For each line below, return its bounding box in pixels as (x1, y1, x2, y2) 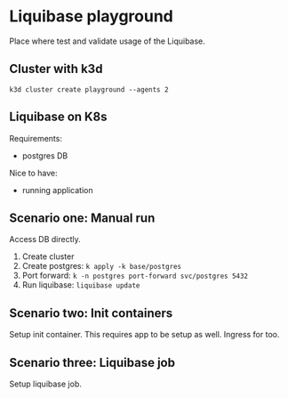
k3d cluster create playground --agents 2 (9, 85, 169, 94)
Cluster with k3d (9, 61, 103, 77)
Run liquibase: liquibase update (21, 280, 140, 290)
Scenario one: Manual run (9, 210, 156, 225)
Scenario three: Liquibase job (9, 354, 176, 370)
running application (21, 184, 93, 195)
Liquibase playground (9, 6, 173, 27)
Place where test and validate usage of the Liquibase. (9, 36, 206, 46)
